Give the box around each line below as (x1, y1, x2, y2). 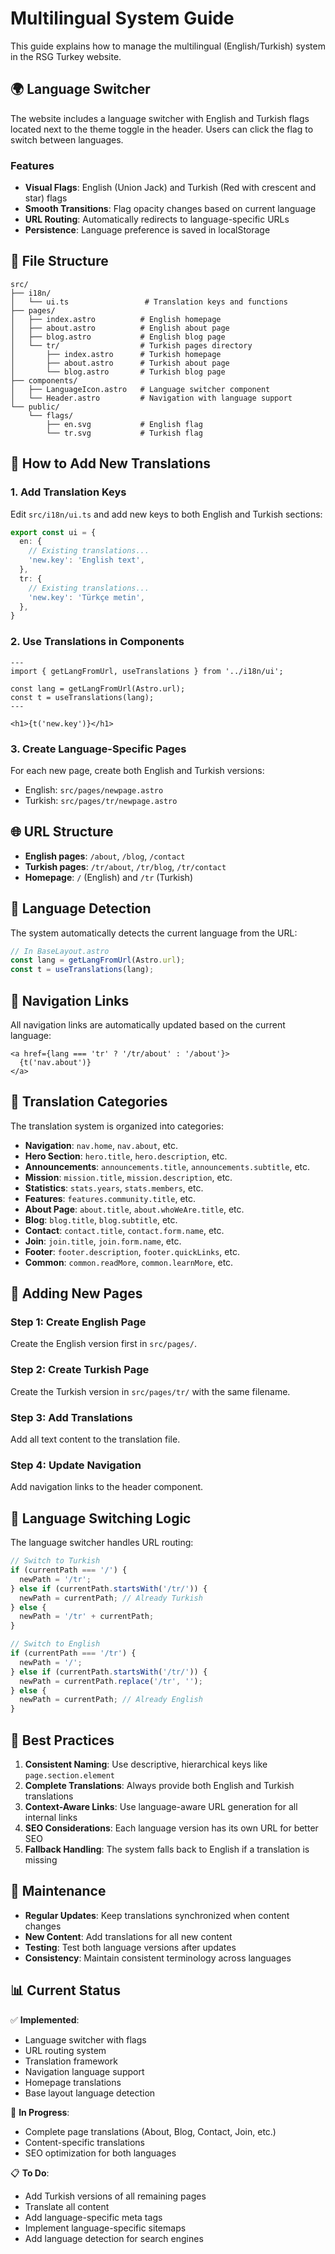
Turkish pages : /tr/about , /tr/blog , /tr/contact (24, 860, 227, 872)
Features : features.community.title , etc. (24, 1192, 197, 1204)
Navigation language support (24, 2065, 145, 2077)
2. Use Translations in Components (10, 635, 185, 649)
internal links (24, 1811, 78, 1823)
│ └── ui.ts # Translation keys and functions (10, 297, 288, 307)
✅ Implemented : (10, 2013, 80, 2026)
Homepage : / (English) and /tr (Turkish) (24, 871, 193, 883)
